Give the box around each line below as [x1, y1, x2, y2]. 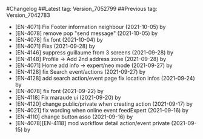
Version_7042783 [6, 11, 50, 19]
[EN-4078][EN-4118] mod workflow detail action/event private [15, 120, 170, 126]
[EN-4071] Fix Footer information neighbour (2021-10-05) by [15, 24, 166, 30]
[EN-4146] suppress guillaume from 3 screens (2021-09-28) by [15, 49, 174, 56]
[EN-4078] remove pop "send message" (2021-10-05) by [15, 30, 158, 37]
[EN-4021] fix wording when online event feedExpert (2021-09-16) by [15, 107, 189, 114]
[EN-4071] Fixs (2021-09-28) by [15, 42, 96, 50]
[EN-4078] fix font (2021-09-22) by [15, 88, 104, 94]
